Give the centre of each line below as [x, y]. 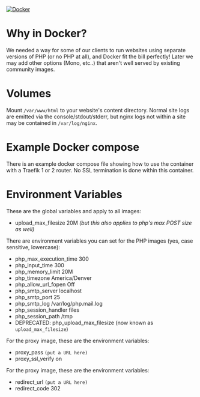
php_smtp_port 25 [38, 297]
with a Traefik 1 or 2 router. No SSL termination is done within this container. [100, 170]
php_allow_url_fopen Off [45, 284]
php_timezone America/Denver [53, 278]
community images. [31, 69]
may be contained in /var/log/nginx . [52, 123]
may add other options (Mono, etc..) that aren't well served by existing [93, 62]
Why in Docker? [47, 34]
